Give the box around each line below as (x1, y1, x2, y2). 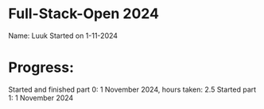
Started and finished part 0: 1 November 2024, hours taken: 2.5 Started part (8, 85, 257, 94)
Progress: (8, 58, 74, 77)
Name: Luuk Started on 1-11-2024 (8, 31, 118, 40)
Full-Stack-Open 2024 (8, 5, 159, 23)
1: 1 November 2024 (8, 92, 74, 103)
